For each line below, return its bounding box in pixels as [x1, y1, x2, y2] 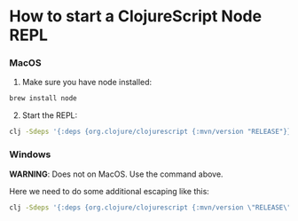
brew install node [9, 94, 77, 103]
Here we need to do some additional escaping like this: [9, 185, 210, 196]
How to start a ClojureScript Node [9, 6, 263, 27]
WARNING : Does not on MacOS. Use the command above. [9, 169, 223, 179]
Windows [9, 148, 51, 161]
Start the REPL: [21, 110, 78, 121]
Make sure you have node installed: [21, 77, 153, 88]
